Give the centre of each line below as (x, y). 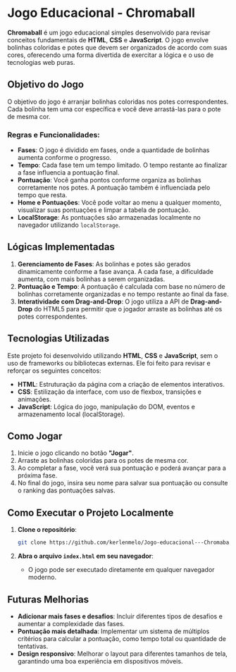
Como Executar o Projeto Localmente (91, 512)
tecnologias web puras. (41, 62)
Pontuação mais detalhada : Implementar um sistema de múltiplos (113, 631)
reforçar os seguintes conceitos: (54, 371)
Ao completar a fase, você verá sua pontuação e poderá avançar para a (122, 468)
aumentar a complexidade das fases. (71, 623)
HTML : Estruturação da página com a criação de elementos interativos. (121, 384)
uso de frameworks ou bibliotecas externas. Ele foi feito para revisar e (109, 363)
